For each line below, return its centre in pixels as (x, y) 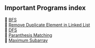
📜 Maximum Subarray (26, 40)
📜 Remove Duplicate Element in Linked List (47, 25)
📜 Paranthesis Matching (28, 35)
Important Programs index (45, 8)
